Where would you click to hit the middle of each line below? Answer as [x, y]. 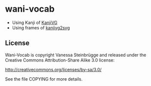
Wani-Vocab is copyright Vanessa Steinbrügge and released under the [76, 55]
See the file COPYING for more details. [44, 79]
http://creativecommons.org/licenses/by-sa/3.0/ [53, 69]
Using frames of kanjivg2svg [41, 27]
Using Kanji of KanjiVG [35, 22]
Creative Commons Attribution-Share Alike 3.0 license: [60, 60]
